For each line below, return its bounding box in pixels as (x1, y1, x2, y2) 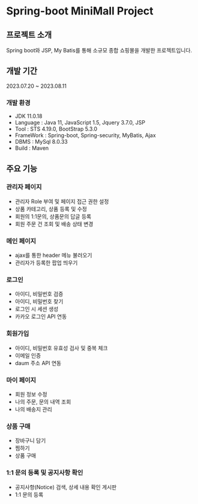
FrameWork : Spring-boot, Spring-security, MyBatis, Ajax (14, 132, 156, 139)
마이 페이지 (6, 376, 37, 384)
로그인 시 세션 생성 (14, 306, 59, 313)
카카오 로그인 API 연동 (14, 313, 67, 320)
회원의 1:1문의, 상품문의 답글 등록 (14, 212, 92, 220)
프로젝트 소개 (6, 29, 52, 40)
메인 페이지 (6, 236, 37, 245)
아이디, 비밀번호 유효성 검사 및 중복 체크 (14, 344, 108, 351)
